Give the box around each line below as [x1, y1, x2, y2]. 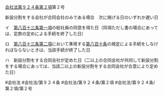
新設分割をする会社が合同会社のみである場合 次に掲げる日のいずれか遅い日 [5, 14, 159, 20]
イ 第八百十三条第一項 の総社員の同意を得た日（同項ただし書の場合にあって [5, 25, 159, 30]
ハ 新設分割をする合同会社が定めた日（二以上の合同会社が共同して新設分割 [5, 57, 159, 63]
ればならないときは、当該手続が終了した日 [5, 47, 91, 53]
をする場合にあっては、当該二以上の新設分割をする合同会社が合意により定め [5, 63, 158, 69]
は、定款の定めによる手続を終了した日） [5, 31, 86, 36]
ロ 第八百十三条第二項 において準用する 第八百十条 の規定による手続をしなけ [5, 41, 159, 47]
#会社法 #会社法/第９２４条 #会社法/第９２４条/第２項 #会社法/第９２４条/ [5, 80, 155, 85]
